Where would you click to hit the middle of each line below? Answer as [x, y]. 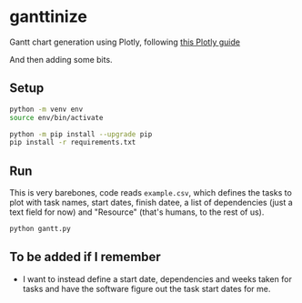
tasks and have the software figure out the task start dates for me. [146, 288]
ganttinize [49, 17]
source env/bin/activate [56, 117]
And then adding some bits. [61, 59]
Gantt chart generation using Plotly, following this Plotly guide [125, 42]
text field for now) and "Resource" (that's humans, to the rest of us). [137, 212]
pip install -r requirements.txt [73, 143]
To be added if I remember [85, 257]
